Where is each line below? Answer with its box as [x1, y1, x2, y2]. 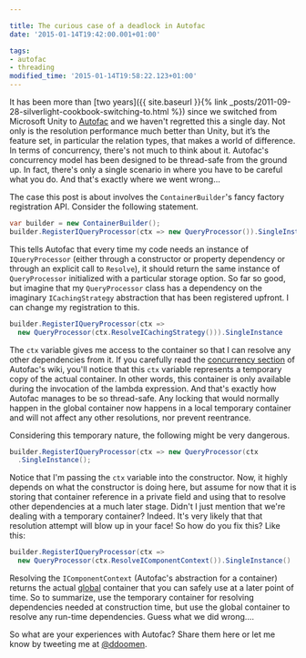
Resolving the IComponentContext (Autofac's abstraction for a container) [9, 572, 278, 583]
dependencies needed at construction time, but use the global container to [9, 602, 291, 612]
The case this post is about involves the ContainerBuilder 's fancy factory [9, 192, 285, 202]
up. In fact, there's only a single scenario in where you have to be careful [9, 165, 283, 175]
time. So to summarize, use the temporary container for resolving [9, 592, 255, 602]
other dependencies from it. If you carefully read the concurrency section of [9, 354, 296, 365]
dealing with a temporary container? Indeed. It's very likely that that [9, 511, 263, 521]
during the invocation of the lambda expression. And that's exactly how [9, 383, 277, 394]
